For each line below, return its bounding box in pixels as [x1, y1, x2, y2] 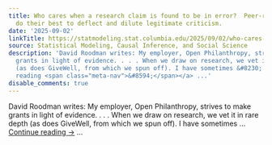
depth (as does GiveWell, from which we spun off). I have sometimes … [8, 118, 246, 128]
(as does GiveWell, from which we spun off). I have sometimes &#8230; [15, 64, 263, 72]
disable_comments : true [8, 79, 89, 87]
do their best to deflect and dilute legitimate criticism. [15, 19, 223, 27]
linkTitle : [8, 34, 45, 43]
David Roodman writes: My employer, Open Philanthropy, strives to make [8, 101, 252, 111]
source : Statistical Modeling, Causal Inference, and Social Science [8, 42, 249, 50]
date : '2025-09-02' [8, 27, 74, 35]
